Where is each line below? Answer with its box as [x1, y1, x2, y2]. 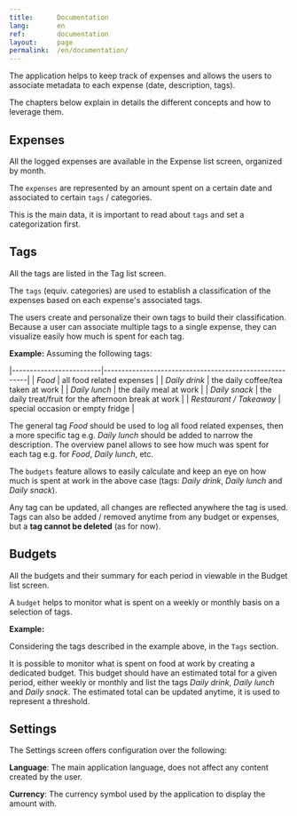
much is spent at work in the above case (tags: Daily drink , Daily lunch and [9, 475, 283, 485]
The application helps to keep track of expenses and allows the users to [9, 70, 272, 81]
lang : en [9, 21, 66, 30]
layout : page [9, 37, 74, 47]
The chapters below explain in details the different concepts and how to [9, 97, 271, 108]
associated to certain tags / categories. [9, 192, 152, 203]
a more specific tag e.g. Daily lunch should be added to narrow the [9, 429, 254, 440]
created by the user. [9, 772, 82, 782]
